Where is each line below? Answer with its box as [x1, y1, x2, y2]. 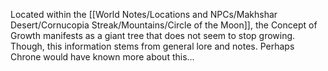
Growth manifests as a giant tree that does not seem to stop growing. [10, 30, 296, 41]
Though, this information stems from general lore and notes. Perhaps [10, 40, 295, 52]
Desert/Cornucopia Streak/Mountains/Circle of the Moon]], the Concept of [10, 19, 318, 31]
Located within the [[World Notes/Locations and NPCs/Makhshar [10, 9, 278, 20]
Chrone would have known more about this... [10, 51, 195, 63]
